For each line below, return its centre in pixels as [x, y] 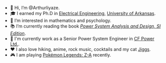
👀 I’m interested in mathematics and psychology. [60, 20]
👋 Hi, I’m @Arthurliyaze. [35, 8]
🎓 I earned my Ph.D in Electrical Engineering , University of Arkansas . [83, 13]
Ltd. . [15, 44]
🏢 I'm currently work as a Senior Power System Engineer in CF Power [82, 38]
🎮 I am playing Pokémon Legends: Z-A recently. [60, 55]
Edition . [18, 33]
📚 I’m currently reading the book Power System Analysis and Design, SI [85, 26]
